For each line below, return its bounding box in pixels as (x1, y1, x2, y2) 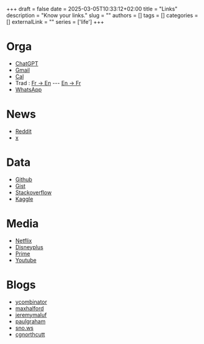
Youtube (15, 256, 37, 264)
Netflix (15, 237, 32, 244)
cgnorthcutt (15, 331, 45, 338)
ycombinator (15, 298, 48, 305)
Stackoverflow (15, 189, 52, 196)
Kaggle (15, 195, 34, 203)
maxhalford (15, 304, 44, 312)
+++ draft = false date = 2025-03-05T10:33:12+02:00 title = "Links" (6, 6, 178, 12)
